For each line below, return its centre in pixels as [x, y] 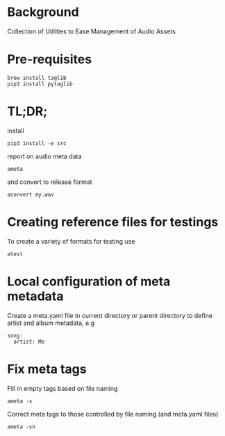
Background [43, 12]
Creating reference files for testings [113, 222]
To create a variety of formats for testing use [71, 241]
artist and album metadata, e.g [51, 323]
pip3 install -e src [37, 143]
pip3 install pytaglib [40, 84]
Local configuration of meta [89, 281]
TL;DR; [27, 111]
